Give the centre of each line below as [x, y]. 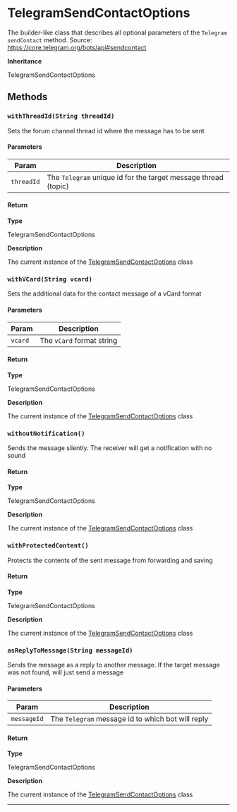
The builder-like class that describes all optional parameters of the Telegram [117, 32]
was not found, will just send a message [66, 672]
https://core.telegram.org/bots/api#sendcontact [77, 47]
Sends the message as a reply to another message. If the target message [114, 665]
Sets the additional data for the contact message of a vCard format [104, 293]
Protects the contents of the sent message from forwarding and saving [110, 560]
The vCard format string [79, 340]
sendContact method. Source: [50, 40]
